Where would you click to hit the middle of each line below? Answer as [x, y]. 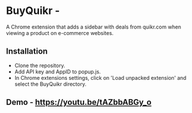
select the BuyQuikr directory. [50, 84]
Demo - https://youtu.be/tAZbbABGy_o [79, 102]
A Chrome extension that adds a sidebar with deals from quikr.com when [94, 27]
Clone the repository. [40, 65]
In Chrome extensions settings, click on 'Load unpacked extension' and [100, 77]
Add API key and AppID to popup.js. [57, 72]
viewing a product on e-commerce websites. [60, 33]
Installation [27, 52]
